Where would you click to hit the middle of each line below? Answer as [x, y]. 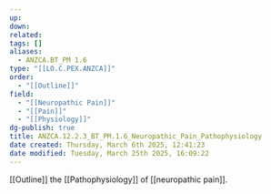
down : [20, 26]
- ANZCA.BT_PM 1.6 [53, 60]
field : [22, 94]
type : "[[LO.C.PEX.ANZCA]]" [63, 69]
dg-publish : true [42, 128]
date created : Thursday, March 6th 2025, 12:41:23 [107, 145]
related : [26, 35]
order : [22, 77]
